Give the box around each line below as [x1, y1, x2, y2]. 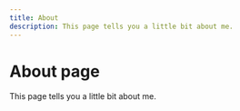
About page [9, 61, 100, 82]
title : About [9, 13, 59, 23]
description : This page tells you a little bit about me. [9, 22, 234, 31]
